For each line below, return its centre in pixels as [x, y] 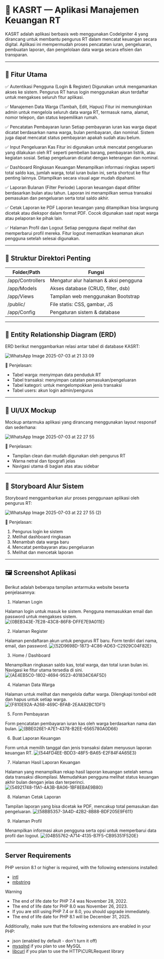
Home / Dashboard [31, 655]
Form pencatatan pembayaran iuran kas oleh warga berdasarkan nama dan [81, 723]
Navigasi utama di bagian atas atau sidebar [55, 466]
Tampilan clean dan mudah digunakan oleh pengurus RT [69, 456]
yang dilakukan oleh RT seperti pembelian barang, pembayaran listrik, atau [80, 152]
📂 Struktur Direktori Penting [48, 258]
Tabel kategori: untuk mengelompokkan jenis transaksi [67, 385]
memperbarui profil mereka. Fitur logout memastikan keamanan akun [74, 233]
